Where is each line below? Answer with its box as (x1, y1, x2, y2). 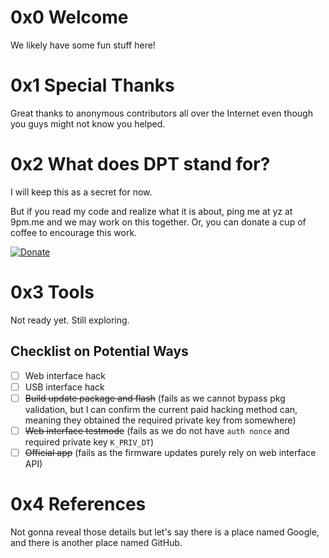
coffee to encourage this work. (10, 226, 138, 238)
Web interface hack (24, 369, 107, 381)
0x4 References (10, 493, 147, 516)
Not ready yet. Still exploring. (10, 314, 130, 326)
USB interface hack (24, 381, 105, 393)
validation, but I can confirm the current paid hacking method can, (24, 403, 298, 415)
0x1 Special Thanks (10, 74, 175, 97)
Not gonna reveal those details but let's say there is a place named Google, (10, 526, 320, 538)
